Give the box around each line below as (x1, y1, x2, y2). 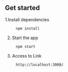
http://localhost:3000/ (15, 62, 64, 67)
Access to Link (12, 53, 42, 58)
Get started (5, 4, 40, 12)
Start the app (12, 35, 39, 41)
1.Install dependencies (5, 16, 50, 22)
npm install (15, 26, 40, 31)
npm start (15, 44, 36, 49)
